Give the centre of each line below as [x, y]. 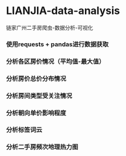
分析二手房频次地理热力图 [42, 147]
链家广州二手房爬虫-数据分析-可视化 [50, 27]
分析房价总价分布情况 [36, 78]
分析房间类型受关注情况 [39, 96]
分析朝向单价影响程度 [36, 113]
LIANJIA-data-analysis [63, 11]
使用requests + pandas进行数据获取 [57, 44]
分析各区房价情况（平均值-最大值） [56, 61]
